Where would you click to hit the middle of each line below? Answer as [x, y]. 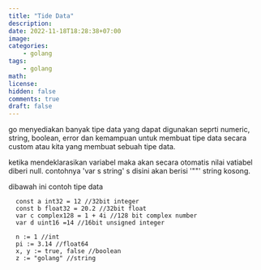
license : [23, 84]
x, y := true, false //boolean [68, 251]
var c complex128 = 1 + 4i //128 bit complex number [107, 216]
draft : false [30, 106]
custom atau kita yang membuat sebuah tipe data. [92, 147]
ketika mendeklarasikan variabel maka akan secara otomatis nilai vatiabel [130, 162]
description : [30, 24]
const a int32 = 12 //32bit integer [77, 202]
